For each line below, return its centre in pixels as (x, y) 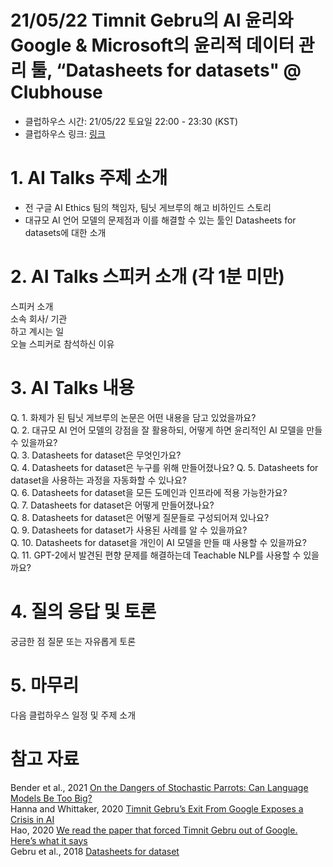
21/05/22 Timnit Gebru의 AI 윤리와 (152, 20)
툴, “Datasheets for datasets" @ (166, 70)
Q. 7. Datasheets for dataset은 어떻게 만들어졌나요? (112, 505)
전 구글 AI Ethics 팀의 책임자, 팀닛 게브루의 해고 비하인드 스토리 (148, 207)
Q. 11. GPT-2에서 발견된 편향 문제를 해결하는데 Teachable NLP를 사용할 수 (156, 555)
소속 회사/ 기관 (39, 318)
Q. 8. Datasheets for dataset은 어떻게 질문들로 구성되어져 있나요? (140, 517)
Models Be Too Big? (51, 798)
